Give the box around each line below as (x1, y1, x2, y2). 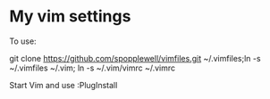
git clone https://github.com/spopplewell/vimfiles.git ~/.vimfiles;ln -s (9, 53, 261, 63)
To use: (9, 36, 38, 46)
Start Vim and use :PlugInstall (9, 79, 118, 90)
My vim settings (9, 6, 131, 27)
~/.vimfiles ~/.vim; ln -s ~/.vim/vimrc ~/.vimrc (9, 62, 176, 73)
